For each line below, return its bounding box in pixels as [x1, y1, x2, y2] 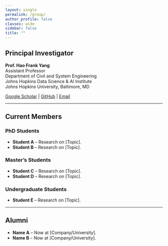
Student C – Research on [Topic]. [12, 168, 81, 174]
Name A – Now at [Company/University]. [12, 229, 96, 235]
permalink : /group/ [5, 12, 46, 17]
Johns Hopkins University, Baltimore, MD [5, 83, 90, 89]
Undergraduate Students [5, 185, 67, 192]
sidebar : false [5, 26, 37, 31]
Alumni [5, 216, 28, 225]
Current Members [5, 112, 62, 121]
